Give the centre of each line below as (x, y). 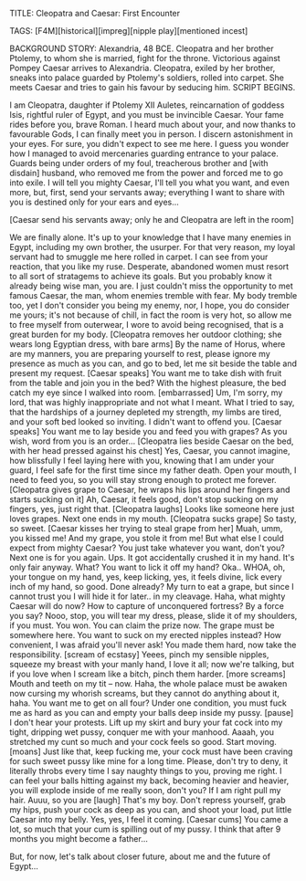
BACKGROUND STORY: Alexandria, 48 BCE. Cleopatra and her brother (142, 48)
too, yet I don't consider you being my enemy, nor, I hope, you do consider (150, 305)
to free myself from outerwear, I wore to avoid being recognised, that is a (147, 325)
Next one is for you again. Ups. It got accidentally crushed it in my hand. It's (152, 557)
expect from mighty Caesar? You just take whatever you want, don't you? (147, 548)
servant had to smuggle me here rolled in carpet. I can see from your (139, 257)
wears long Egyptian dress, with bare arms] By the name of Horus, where (148, 344)
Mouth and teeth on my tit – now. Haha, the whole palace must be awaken (148, 683)
